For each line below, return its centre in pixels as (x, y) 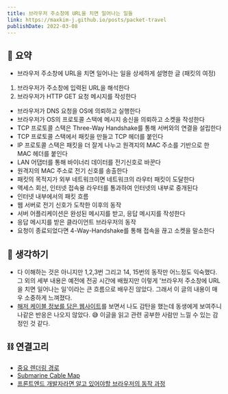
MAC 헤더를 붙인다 (42, 154)
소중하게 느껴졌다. (48, 298)
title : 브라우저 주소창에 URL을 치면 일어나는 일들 (70, 13)
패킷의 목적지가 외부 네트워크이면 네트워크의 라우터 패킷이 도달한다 (106, 179)
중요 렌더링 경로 (38, 367)
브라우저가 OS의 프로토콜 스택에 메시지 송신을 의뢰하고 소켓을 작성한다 (111, 120)
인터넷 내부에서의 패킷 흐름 (53, 196)
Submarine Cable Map (49, 375)
